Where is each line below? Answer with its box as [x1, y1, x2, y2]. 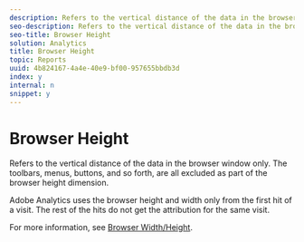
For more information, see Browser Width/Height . [9, 222, 193, 233]
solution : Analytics [9, 38, 88, 48]
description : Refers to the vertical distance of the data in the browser [9, 13, 298, 23]
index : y [9, 73, 43, 82]
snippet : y [9, 89, 51, 98]
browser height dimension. [9, 178, 109, 189]
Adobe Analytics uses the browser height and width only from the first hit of [9, 195, 292, 206]
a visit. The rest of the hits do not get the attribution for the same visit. [9, 205, 270, 216]
